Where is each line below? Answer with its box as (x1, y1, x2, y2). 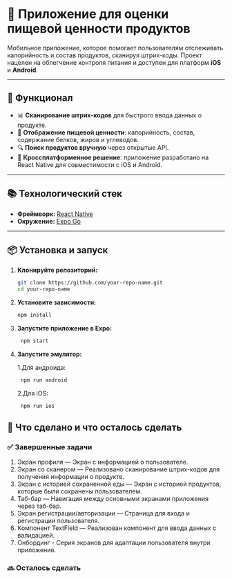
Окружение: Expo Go (17, 217, 81, 225)
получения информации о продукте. (17, 473, 124, 481)
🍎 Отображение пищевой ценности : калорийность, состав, (17, 128, 195, 137)
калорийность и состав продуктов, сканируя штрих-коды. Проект (7, 51, 202, 59)
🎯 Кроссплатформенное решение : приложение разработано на (17, 153, 209, 161)
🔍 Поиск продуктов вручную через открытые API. (17, 143, 169, 151)
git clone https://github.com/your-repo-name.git (17, 279, 164, 286)
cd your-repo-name (17, 286, 70, 293)
